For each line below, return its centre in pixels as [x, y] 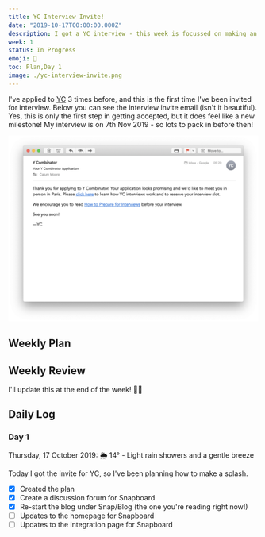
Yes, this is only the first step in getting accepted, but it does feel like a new [132, 116]
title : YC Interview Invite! [56, 17]
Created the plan [47, 489]
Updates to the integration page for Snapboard [96, 524]
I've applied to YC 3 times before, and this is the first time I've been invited [130, 99]
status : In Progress [42, 50]
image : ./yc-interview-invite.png [65, 75]
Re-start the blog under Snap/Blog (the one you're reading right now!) [134, 506]
